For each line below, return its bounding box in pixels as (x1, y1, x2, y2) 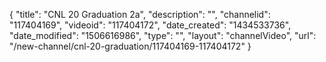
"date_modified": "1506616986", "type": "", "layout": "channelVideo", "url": (9, 30, 317, 41)
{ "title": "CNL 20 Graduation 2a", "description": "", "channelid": (9, 9, 271, 20)
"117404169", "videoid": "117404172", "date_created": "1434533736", (9, 19, 292, 31)
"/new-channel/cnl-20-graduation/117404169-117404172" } (9, 40, 252, 52)
